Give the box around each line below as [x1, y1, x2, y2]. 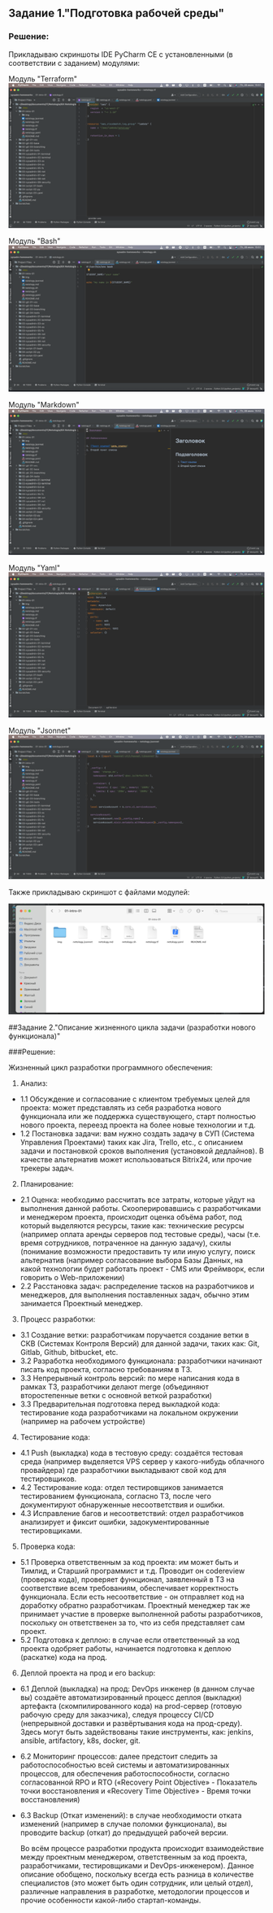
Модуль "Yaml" [8, 563, 61, 573]
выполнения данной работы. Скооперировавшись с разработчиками [19, 1203, 262, 1213]
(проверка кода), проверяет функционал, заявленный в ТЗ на [19, 1574, 235, 1584]
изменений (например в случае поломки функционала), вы [19, 1819, 227, 1828]
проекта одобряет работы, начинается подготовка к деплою [19, 1643, 232, 1654]
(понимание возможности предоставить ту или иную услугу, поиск [19, 1246, 256, 1256]
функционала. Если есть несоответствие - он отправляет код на [19, 1592, 245, 1601]
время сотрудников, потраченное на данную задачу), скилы [19, 1238, 232, 1248]
